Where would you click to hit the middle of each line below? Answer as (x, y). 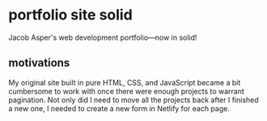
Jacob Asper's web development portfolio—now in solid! (103, 37)
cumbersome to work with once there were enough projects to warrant (127, 91)
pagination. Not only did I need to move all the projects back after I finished (133, 100)
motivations (39, 63)
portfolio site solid (71, 15)
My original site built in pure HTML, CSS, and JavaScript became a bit (125, 82)
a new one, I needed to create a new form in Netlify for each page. (119, 108)
